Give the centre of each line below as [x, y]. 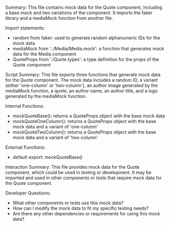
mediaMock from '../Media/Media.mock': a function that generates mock [88, 49]
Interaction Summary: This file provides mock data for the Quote [72, 167]
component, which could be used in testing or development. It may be [78, 172]
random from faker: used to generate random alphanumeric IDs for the [86, 38]
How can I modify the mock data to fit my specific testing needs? [80, 208]
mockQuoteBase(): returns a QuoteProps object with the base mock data [89, 116]
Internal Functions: [25, 106]
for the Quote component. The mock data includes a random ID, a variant [82, 80]
